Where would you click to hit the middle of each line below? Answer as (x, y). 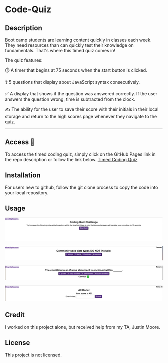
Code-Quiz (28, 9)
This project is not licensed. (34, 355)
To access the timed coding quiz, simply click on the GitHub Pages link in (80, 154)
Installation (23, 175)
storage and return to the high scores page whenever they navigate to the (81, 116)
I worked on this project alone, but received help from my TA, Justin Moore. (83, 327)
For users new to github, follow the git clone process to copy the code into (82, 187)
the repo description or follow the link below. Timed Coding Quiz (71, 159)
